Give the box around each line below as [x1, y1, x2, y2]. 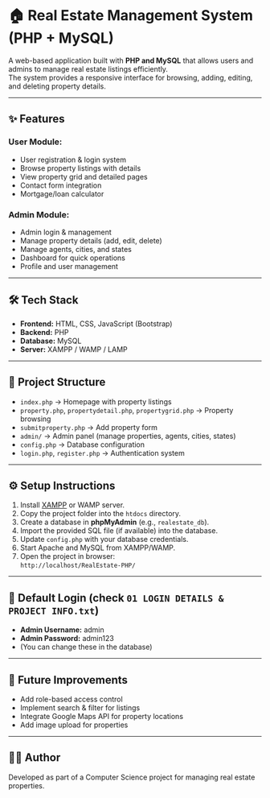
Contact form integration [19, 180, 102, 190]
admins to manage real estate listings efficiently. [8, 64, 169, 73]
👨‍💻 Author [8, 750, 61, 765]
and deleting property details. [8, 81, 107, 91]
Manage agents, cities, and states [19, 244, 133, 254]
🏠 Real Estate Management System [8, 6, 253, 25]
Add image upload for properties [19, 720, 129, 730]
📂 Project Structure [8, 375, 106, 389]
